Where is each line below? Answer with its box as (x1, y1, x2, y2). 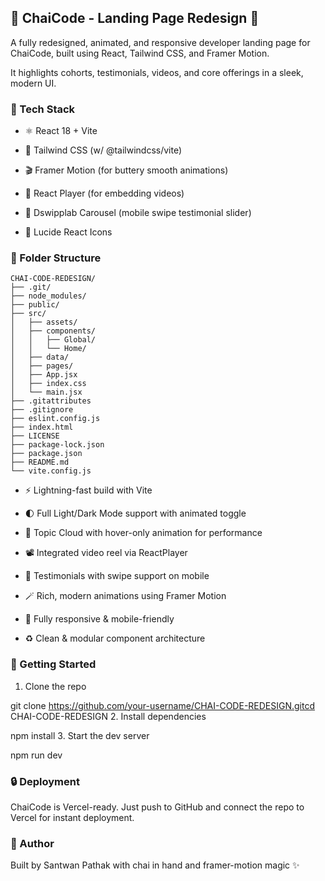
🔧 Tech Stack (10, 102, 76, 116)
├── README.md (10, 457, 70, 468)
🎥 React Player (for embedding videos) (24, 187, 185, 200)
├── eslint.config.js (10, 414, 101, 424)
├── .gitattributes (10, 396, 92, 406)
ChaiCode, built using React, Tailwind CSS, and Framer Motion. (10, 47, 270, 59)
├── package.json (10, 449, 83, 459)
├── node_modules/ (10, 291, 87, 301)
